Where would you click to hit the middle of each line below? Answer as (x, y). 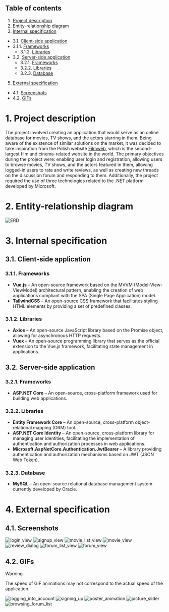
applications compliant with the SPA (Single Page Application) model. (84, 295)
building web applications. (40, 398)
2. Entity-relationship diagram (69, 206)
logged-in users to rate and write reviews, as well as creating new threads (82, 170)
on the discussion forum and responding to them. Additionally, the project (81, 175)
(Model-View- (148, 285)
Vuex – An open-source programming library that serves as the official (86, 341)
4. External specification (58, 510)
